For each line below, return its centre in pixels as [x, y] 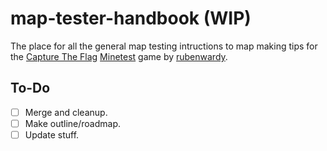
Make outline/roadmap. [73, 123]
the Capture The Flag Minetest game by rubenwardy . [119, 56]
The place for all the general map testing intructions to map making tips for [164, 46]
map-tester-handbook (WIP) [131, 18]
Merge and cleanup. [66, 112]
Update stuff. [52, 134]
